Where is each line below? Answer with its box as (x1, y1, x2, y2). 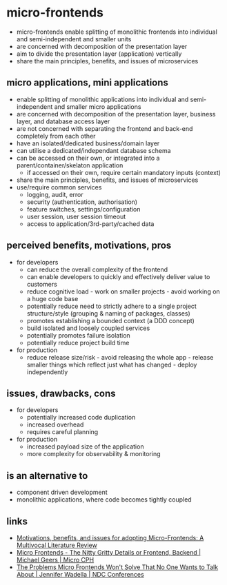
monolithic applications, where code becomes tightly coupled (16, 495, 192, 504)
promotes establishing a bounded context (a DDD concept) (26, 316, 195, 325)
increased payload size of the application (26, 442, 144, 451)
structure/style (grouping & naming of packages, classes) (26, 309, 190, 318)
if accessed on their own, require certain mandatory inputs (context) (26, 168, 221, 176)
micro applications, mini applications (6, 77, 168, 89)
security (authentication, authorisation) (26, 198, 138, 206)
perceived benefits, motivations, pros (6, 240, 172, 252)
